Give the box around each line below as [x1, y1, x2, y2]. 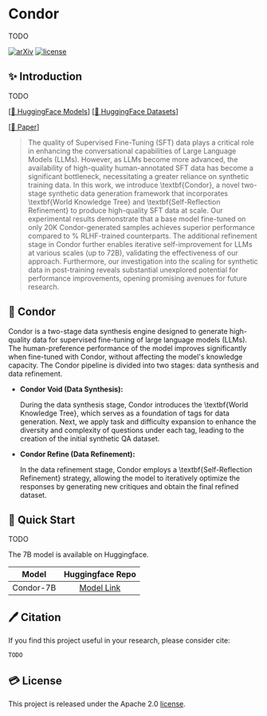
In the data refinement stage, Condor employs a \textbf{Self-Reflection [19, 464, 253, 474]
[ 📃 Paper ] [8, 121, 40, 132]
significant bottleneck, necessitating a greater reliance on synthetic [27, 171, 249, 181]
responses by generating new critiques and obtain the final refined [19, 481, 239, 491]
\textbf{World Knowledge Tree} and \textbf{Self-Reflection [27, 197, 221, 206]
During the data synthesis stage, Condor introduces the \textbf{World [19, 400, 249, 409]
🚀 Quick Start [8, 513, 76, 527]
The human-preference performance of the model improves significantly [8, 343, 247, 352]
